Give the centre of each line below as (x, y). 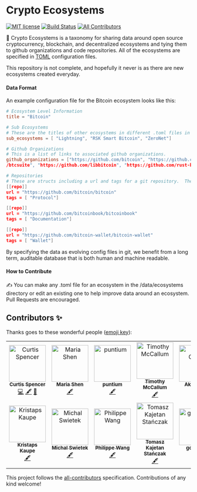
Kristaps (28, 445)
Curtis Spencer (28, 384)
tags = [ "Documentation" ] (39, 219)
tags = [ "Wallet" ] (30, 240)
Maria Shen (70, 384)
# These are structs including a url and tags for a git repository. (93, 181)
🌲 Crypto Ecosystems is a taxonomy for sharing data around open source (95, 38)
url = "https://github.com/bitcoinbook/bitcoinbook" (72, 214)
